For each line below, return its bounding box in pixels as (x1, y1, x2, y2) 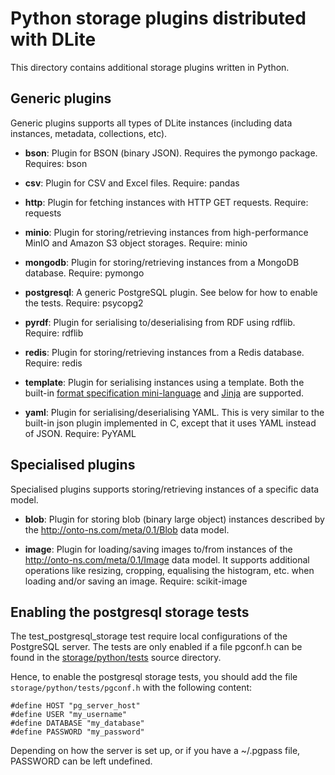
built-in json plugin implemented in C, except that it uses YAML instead (24, 417, 317, 429)
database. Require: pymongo (24, 267, 145, 279)
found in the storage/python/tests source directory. (10, 652, 222, 664)
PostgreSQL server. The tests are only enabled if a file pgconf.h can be (10, 641, 303, 653)
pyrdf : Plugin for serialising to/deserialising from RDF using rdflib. (24, 316, 296, 328)
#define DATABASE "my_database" (10, 718, 145, 729)
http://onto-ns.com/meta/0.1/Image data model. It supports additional (24, 553, 310, 566)
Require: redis (24, 357, 83, 369)
